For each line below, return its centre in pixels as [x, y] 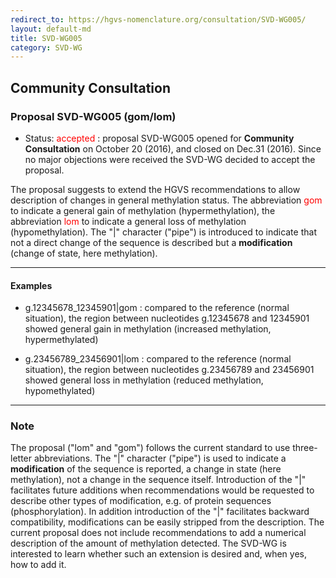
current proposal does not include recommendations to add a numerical [158, 533]
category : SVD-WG [46, 47]
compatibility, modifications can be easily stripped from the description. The [167, 522]
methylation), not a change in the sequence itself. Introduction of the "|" [158, 480]
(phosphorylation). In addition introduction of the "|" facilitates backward [160, 512]
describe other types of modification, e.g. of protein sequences [141, 501]
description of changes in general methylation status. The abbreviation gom [166, 200]
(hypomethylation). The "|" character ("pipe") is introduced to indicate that [163, 232]
